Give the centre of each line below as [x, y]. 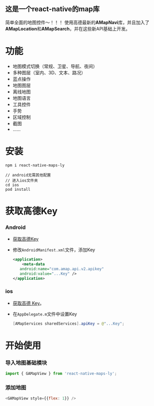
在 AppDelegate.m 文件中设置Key [45, 314]
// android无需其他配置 [28, 175]
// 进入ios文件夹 [22, 180]
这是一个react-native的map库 [53, 9]
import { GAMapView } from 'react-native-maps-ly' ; [61, 374]
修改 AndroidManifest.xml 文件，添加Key [54, 250]
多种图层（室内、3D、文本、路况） [49, 72]
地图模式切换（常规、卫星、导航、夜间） [55, 66]
